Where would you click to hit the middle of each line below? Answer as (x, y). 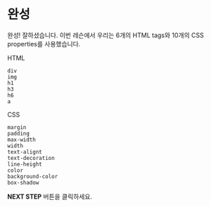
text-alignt (25, 152)
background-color (33, 176)
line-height (25, 164)
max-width (22, 140)
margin (17, 127)
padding (19, 133)
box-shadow (23, 182)
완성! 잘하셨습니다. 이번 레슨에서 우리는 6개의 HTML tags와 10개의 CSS (105, 35)
